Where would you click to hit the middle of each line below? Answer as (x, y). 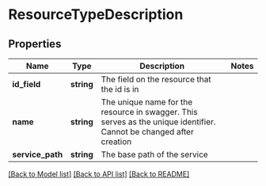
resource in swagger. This (149, 112)
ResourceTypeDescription (96, 15)
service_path (38, 154)
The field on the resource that (156, 79)
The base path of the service (154, 154)
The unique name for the (147, 102)
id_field (27, 84)
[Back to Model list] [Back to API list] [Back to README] (99, 174)
